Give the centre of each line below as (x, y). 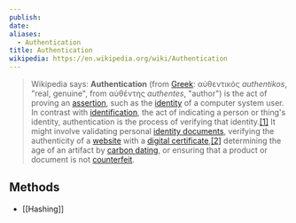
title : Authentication (51, 51)
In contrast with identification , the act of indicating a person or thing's (158, 112)
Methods (35, 187)
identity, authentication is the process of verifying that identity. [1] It (153, 122)
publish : (25, 17)
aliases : (25, 34)
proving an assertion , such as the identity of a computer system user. (157, 103)
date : (19, 26)
